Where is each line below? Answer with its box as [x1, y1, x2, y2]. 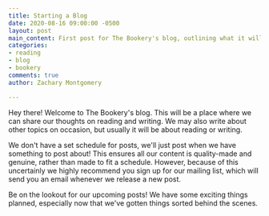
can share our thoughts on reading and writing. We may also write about [8, 116, 247, 126]
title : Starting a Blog [8, 11, 88, 20]
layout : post [8, 26, 52, 34]
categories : [8, 42, 48, 50]
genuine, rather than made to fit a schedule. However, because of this [8, 157, 239, 166]
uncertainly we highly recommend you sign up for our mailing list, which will [8, 166, 259, 175]
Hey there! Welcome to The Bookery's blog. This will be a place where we [8, 107, 252, 117]
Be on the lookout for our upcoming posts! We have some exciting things [8, 190, 248, 199]
